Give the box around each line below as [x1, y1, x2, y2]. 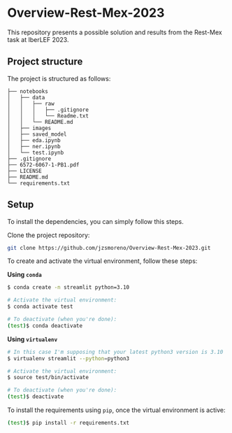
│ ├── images [7, 125, 52, 132]
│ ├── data [7, 94, 45, 101]
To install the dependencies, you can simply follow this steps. [7, 217, 184, 225]
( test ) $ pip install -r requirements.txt [7, 420, 130, 427]
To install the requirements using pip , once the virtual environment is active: [7, 406, 226, 414]
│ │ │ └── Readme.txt [7, 112, 89, 120]
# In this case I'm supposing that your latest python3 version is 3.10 [7, 348, 224, 355]
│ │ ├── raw [7, 100, 55, 107]
